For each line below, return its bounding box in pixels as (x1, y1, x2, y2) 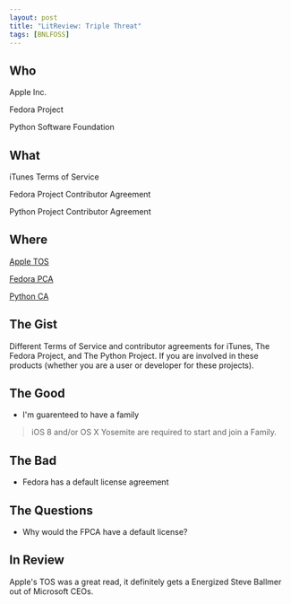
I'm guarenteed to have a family (21, 409, 140, 420)
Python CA (9, 291, 49, 302)
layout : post (9, 13, 58, 22)
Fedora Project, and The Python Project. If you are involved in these (9, 350, 259, 361)
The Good (9, 386, 65, 401)
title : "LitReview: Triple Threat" (9, 22, 142, 31)
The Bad (9, 452, 56, 468)
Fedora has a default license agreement (21, 477, 169, 487)
